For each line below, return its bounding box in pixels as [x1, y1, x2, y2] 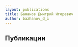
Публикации [5, 34, 46, 42]
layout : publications [5, 7, 50, 12]
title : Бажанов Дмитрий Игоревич [5, 12, 74, 16]
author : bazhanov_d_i [5, 16, 50, 21]
